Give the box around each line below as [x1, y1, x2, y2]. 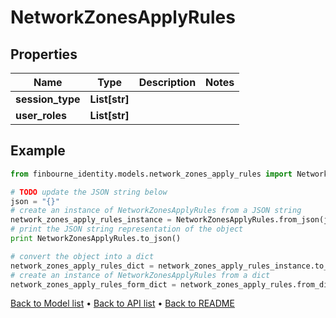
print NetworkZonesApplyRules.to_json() [10, 234, 182, 244]
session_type [15, 92, 81, 106]
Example [10, 142, 66, 160]
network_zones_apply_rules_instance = [10, 215, 172, 225]
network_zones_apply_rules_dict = [10, 261, 155, 271]
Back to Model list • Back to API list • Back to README [10, 297, 235, 310]
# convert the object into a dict [10, 251, 155, 261]
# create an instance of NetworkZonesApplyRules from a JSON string [10, 206, 302, 216]
